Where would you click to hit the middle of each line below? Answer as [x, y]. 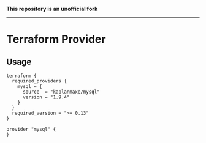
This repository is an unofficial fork [52, 9]
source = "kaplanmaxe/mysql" [61, 92]
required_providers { [40, 81]
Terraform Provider [56, 39]
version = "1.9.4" [46, 97]
